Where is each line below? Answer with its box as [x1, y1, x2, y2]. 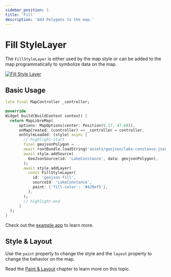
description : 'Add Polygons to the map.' [5, 17, 95, 22]
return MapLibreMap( [10, 118, 53, 123]
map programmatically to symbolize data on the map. [5, 61, 117, 67]
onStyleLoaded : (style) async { [18, 132, 88, 138]
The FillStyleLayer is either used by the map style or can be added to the [5, 56, 161, 62]
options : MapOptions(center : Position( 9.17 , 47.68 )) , [18, 123, 136, 128]
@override [5, 109, 26, 114]
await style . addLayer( [23, 165, 72, 171]
